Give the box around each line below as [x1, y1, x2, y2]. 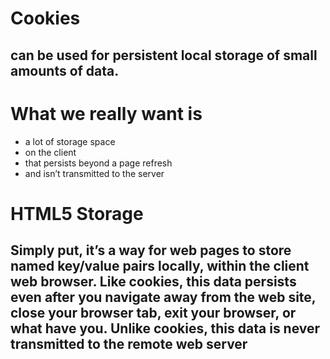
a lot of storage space [24, 135, 116, 147]
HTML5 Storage [10, 202, 144, 225]
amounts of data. [10, 62, 120, 79]
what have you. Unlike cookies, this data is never [10, 320, 321, 337]
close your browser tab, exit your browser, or [10, 305, 297, 322]
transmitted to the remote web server [10, 336, 248, 353]
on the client [24, 146, 77, 158]
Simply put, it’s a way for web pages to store [10, 242, 292, 259]
